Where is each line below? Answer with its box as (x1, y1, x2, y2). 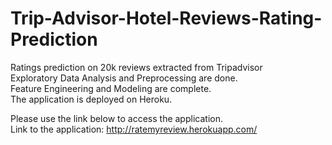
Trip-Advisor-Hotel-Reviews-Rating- (10, 7, 323, 30)
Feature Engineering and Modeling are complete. (10, 82, 212, 94)
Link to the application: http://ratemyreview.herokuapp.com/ (10, 123, 258, 135)
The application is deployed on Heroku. (10, 93, 173, 105)
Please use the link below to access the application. (10, 112, 223, 124)
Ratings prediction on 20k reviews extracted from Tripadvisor (10, 61, 263, 73)
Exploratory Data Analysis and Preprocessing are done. (10, 72, 238, 84)
